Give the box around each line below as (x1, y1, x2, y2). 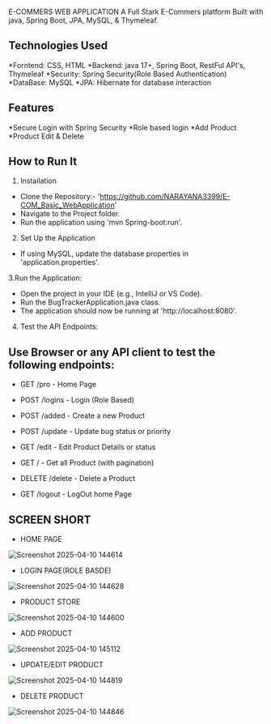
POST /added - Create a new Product (19, 411, 146, 420)
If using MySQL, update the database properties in (19, 249, 188, 258)
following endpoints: (8, 358, 115, 372)
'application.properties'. (19, 258, 100, 267)
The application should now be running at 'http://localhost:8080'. (19, 306, 237, 316)
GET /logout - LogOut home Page (19, 489, 132, 499)
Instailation (19, 176, 57, 185)
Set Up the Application (19, 233, 95, 243)
